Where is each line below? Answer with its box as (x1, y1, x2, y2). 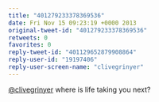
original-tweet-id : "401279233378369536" (8, 26, 148, 34)
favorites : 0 (8, 41, 52, 49)
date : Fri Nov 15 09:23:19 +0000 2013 (8, 19, 137, 27)
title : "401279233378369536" (8, 11, 105, 20)
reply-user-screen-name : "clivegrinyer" (8, 63, 145, 71)
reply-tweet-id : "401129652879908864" (8, 48, 137, 56)
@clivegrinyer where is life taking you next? (8, 85, 151, 94)
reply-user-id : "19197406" (8, 56, 98, 64)
